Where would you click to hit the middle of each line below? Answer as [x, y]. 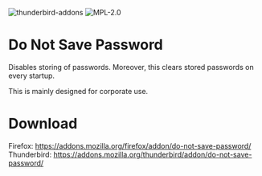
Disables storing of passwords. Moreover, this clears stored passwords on [131, 67]
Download [43, 124]
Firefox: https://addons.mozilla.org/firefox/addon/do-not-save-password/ [130, 145]
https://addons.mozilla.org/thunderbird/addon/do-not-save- [153, 154]
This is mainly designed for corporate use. [78, 91]
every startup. [31, 76]
